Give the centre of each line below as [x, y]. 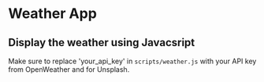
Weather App [52, 14]
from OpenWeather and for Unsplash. [69, 70]
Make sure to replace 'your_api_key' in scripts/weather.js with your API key [132, 61]
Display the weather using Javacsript [102, 43]
